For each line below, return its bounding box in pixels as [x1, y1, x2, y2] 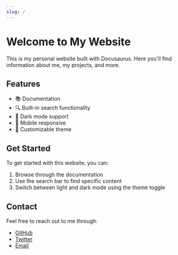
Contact [6, 201, 37, 211]
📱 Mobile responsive [14, 119, 66, 127]
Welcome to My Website [6, 34, 131, 48]
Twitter [14, 236, 33, 242]
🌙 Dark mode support [14, 113, 69, 120]
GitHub [14, 229, 33, 236]
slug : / [6, 8, 26, 15]
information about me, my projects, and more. [6, 61, 120, 68]
